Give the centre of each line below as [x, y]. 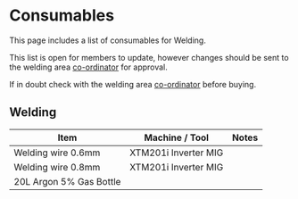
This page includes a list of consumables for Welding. [108, 40]
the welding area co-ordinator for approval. [88, 67]
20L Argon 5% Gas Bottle [67, 181]
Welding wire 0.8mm [57, 167]
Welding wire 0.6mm [57, 153]
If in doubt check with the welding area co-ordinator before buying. [133, 84]
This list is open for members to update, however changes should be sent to [149, 57]
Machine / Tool [177, 137]
